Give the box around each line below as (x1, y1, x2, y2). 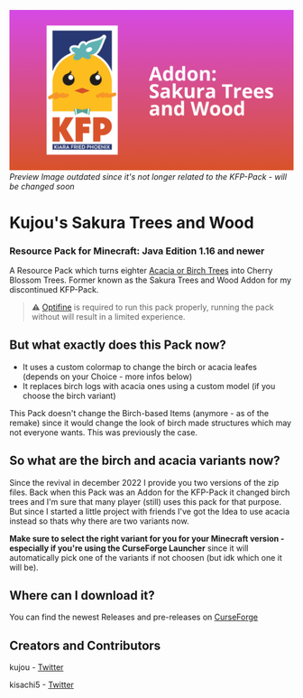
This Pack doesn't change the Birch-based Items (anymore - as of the (9, 407, 269, 418)
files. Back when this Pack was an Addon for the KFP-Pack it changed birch (9, 487, 290, 498)
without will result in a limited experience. (31, 311, 186, 321)
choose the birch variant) (22, 390, 116, 401)
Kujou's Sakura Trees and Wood (9, 212, 254, 233)
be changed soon (9, 181, 75, 191)
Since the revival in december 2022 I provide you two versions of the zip (9, 477, 280, 488)
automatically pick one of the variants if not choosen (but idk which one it (9, 552, 282, 563)
